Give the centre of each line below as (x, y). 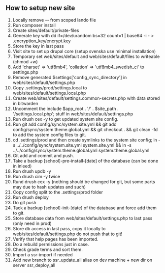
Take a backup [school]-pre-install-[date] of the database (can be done (85, 161)
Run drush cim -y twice (36, 176)
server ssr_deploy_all (34, 265)
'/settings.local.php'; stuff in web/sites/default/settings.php (73, 114)
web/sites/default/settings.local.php (49, 93)
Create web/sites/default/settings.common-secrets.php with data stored (86, 98)
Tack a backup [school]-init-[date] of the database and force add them (84, 208)
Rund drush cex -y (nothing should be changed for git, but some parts (84, 182)
